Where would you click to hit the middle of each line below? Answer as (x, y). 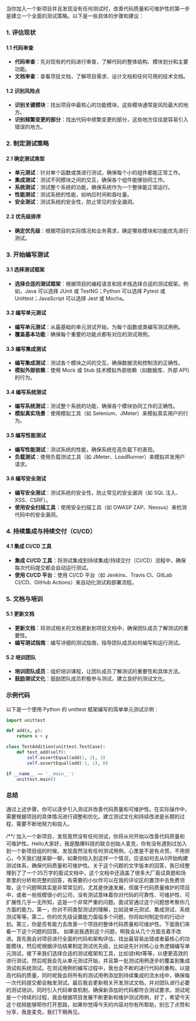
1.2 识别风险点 (23, 91)
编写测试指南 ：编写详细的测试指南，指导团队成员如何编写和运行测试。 (99, 643)
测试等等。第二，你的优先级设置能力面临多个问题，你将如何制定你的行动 (93, 916)
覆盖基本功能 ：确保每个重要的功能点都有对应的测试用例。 (83, 334)
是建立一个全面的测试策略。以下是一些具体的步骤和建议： (75, 16)
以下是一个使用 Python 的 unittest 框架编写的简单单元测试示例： (83, 709)
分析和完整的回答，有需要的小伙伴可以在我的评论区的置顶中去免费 (100, 880)
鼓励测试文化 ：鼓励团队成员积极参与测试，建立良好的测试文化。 (91, 679)
